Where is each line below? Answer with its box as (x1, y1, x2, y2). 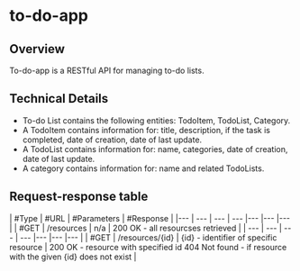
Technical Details (9, 91, 109, 106)
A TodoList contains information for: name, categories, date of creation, (22, 143, 288, 154)
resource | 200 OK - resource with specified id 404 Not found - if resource (9, 241, 287, 252)
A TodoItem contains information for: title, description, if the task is (22, 124, 270, 135)
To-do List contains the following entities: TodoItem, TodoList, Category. (22, 114, 291, 126)
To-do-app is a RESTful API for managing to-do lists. (9, 65, 205, 76)
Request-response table (9, 189, 149, 204)
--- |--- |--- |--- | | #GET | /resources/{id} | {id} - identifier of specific (19, 231, 277, 243)
